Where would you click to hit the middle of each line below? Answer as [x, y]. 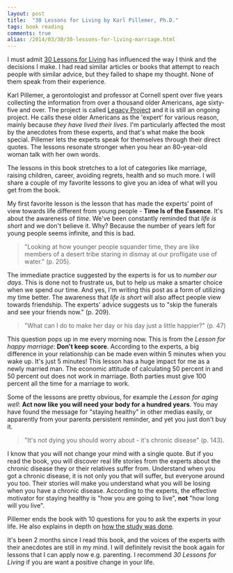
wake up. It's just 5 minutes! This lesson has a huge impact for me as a [109, 361]
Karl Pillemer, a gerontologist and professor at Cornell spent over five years [115, 95]
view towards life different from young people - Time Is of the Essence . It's [115, 211]
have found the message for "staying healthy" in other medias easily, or [110, 412]
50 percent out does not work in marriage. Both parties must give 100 [107, 376]
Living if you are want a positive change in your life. [81, 563]
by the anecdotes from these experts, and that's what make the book [106, 132]
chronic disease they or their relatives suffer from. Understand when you [111, 468]
